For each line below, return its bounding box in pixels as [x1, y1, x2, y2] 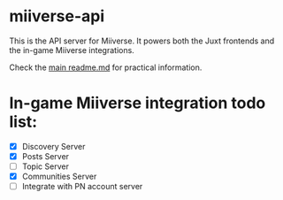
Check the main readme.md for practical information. [9, 62, 203, 73]
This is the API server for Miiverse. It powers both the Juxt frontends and [9, 35, 275, 46]
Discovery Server [21, 141, 86, 151]
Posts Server [21, 150, 69, 161]
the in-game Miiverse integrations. [9, 44, 134, 55]
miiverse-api [9, 6, 105, 27]
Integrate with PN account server [21, 181, 143, 192]
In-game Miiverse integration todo [9, 93, 266, 113]
